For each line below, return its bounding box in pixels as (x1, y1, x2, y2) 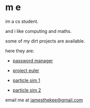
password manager (12, 57, 53, 63)
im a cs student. (5, 18, 39, 24)
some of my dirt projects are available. (5, 38, 85, 44)
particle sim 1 (12, 77, 40, 83)
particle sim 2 (12, 87, 41, 93)
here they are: (5, 48, 34, 54)
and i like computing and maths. (5, 28, 72, 34)
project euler (12, 67, 39, 74)
